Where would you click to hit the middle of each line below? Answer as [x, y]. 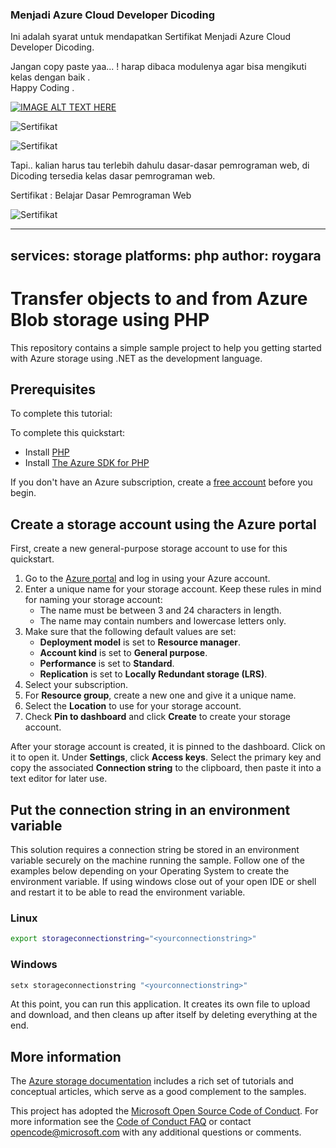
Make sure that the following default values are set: [130, 632]
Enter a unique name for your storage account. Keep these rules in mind [173, 589]
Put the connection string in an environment [150, 809]
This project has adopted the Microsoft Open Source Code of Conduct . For [164, 1111]
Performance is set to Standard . [107, 664]
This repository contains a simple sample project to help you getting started [166, 347]
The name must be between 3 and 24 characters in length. [160, 610]
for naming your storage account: [93, 600]
